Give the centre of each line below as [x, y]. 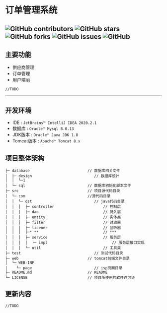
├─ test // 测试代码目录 [64, 253]
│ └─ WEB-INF [20, 263]
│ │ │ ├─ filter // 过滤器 [63, 223]
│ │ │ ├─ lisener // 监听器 [63, 228]
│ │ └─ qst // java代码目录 [65, 201]
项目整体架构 [25, 158]
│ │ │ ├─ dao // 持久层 [63, 212]
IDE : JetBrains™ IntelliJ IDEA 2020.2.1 [54, 123]
